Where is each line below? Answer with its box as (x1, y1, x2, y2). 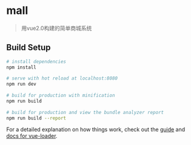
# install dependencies (6, 58, 67, 64)
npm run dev (6, 81, 36, 87)
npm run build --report (6, 115, 67, 121)
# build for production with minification (6, 92, 115, 98)
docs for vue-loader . (6, 132, 58, 140)
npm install (6, 64, 36, 70)
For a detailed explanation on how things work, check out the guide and (6, 126, 186, 133)
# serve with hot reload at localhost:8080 (6, 75, 118, 82)
